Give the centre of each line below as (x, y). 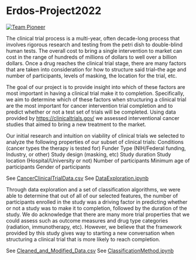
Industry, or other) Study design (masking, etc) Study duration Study (89, 154)
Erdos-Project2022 (54, 11)
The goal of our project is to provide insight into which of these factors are (96, 87)
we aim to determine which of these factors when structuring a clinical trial (96, 99)
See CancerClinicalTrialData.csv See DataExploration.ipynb (78, 178)
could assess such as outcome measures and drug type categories (87, 220)
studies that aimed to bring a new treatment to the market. (76, 124)
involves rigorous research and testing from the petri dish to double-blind (94, 45)
